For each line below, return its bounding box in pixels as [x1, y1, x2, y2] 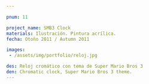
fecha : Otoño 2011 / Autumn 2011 [6, 36, 90, 42]
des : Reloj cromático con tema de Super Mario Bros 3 [6, 64, 144, 70]
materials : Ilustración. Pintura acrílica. [6, 31, 117, 37]
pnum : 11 [6, 14, 28, 20]
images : [6, 47, 26, 53]
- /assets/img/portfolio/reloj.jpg [8, 52, 98, 59]
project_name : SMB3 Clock [6, 25, 71, 31]
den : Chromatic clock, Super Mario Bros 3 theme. [6, 69, 133, 75]
